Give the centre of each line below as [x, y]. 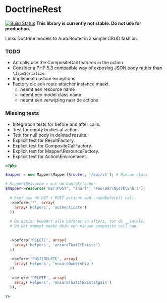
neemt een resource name [47, 89]
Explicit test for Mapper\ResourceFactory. [56, 151]
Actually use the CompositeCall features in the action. [68, 63]
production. [18, 28]
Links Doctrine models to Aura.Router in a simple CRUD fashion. [72, 38]
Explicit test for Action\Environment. [50, 156]
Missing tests [22, 113]
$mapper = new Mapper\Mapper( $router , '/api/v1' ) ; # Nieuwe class [76, 175]
